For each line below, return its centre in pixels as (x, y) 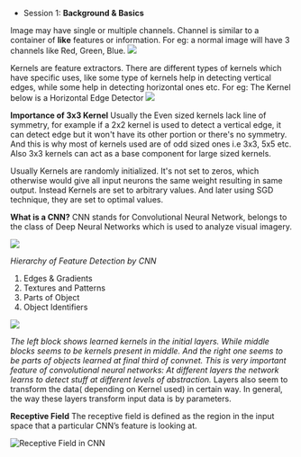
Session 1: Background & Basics (84, 13)
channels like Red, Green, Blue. (68, 50)
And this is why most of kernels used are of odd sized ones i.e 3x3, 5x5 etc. (151, 144)
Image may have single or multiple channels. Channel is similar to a (135, 30)
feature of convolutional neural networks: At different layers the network (145, 370)
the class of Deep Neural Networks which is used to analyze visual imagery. (151, 227)
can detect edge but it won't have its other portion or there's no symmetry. (149, 134)
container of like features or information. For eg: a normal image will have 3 (150, 40)
